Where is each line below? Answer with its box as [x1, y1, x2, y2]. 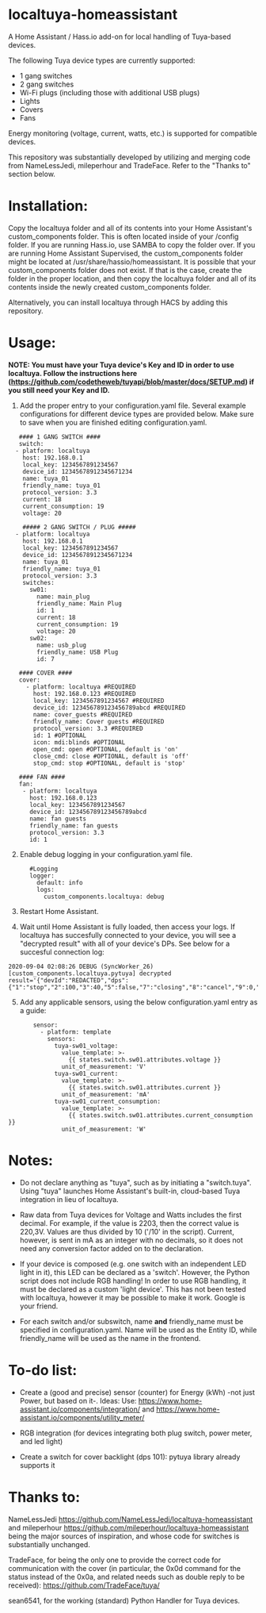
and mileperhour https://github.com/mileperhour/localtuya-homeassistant [8, 1523, 249, 1532]
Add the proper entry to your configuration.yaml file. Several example [19, 401, 247, 410]
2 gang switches [19, 79, 74, 89]
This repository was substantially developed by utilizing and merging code [8, 152, 251, 162]
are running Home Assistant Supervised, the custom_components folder [8, 248, 244, 258]
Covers [19, 105, 44, 114]
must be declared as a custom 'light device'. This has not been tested [19, 1284, 247, 1294]
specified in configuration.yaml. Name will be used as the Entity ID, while [19, 1325, 257, 1335]
